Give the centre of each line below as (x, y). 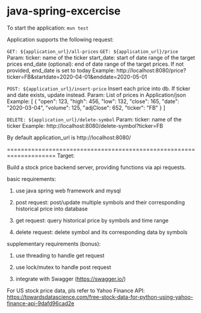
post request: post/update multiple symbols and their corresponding (100, 202)
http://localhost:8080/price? (151, 70)
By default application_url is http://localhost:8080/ (69, 138)
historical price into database (51, 209)
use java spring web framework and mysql (68, 191)
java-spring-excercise (64, 11)
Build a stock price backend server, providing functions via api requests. (96, 167)
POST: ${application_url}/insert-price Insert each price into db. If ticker (99, 88)
